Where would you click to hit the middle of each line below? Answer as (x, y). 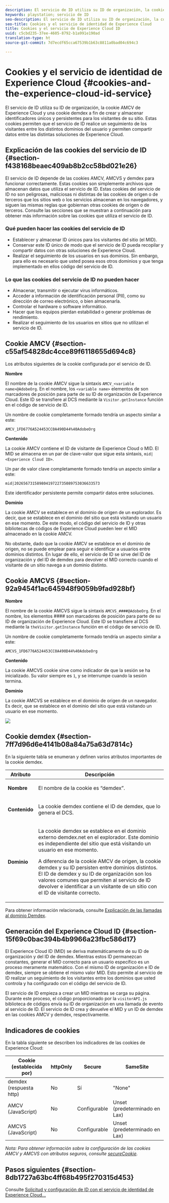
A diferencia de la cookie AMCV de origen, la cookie (100, 861)
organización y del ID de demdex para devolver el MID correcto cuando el (82, 559)
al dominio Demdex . (26, 915)
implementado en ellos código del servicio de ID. (63, 266)
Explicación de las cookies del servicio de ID (76, 150)
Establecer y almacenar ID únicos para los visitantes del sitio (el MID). (85, 240)
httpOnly (61, 1067)
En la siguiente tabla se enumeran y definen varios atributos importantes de (83, 757)
